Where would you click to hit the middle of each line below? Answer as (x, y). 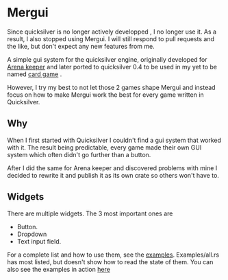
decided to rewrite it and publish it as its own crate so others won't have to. (113, 175)
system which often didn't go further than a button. (79, 154)
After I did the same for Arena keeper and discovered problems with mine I (112, 168)
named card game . (35, 74)
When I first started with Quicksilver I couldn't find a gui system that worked (114, 140)
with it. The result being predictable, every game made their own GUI (104, 147)
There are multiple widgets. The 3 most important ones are (90, 213)
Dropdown (32, 234)
